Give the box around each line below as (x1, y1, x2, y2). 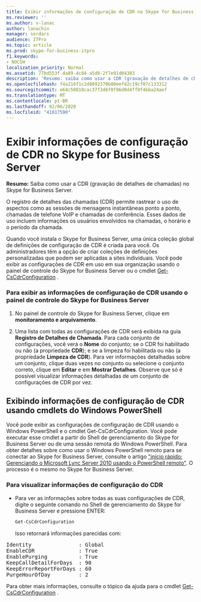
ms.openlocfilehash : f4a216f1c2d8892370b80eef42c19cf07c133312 (6, 82, 167, 88)
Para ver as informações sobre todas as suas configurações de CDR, (14, 494, 185, 501)
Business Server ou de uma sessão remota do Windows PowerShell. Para (6, 440, 187, 447)
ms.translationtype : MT (6, 92, 66, 98)
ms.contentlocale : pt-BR (6, 98, 68, 104)
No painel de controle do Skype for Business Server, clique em (14, 309, 170, 317)
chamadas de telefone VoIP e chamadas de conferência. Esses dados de (6, 211, 186, 218)
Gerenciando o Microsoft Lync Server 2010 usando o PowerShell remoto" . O (6, 459, 193, 466)
